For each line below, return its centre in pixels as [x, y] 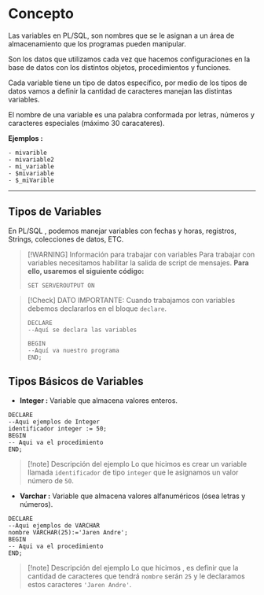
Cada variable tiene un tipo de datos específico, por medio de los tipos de [128, 83]
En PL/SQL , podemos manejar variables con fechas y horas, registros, [123, 231]
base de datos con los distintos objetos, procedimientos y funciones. [120, 67]
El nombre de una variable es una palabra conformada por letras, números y [132, 114]
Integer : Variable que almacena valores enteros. [99, 400]
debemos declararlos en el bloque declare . [97, 309]
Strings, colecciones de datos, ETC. [66, 239]
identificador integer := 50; [58, 429]
